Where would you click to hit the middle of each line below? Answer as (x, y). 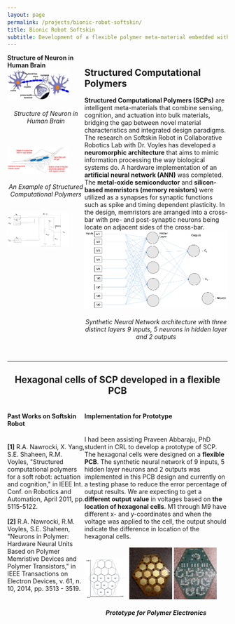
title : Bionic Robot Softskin (51, 29)
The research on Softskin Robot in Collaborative (153, 138)
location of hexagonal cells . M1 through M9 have (156, 506)
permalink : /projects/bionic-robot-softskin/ (74, 22)
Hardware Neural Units (40, 543)
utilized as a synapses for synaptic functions (149, 197)
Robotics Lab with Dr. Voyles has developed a (150, 145)
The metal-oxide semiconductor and (138, 182)
